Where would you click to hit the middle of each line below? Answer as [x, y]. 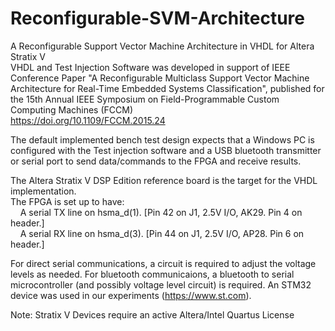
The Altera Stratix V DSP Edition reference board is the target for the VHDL [164, 180]
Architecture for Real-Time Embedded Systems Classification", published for [167, 88]
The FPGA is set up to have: [67, 201]
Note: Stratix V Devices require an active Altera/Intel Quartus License [152, 314]
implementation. [43, 191]
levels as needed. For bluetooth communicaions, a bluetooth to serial [152, 274]
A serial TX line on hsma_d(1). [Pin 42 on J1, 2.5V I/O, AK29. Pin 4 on [161, 212]
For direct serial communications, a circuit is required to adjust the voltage [163, 263]
